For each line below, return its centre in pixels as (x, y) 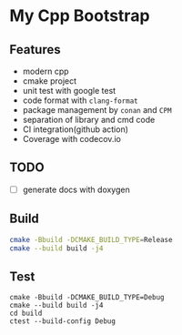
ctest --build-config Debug (63, 321)
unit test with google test (69, 91)
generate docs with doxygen (76, 189)
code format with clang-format (80, 100)
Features (35, 50)
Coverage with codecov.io (71, 139)
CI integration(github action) (76, 129)
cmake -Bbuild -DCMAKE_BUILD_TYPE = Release (91, 239)
